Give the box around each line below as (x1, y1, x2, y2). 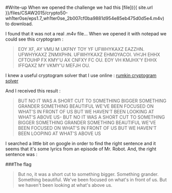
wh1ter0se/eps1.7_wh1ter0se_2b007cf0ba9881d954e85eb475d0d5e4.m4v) (5, 15, 164, 21)
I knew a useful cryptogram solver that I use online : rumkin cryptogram (5, 72, 157, 79)
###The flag (5, 161, 32, 167)
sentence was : (5, 151, 37, 157)
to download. (5, 21, 33, 27)
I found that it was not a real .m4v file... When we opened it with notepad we (5, 31, 167, 36)
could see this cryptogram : (5, 36, 64, 42)
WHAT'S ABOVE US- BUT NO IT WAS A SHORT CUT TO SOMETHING (17, 114, 165, 120)
